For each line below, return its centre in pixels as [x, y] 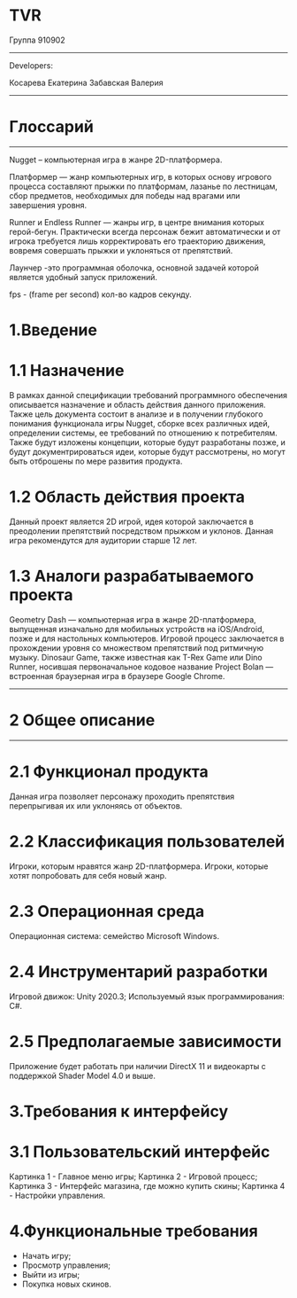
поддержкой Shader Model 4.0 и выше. [83, 1075]
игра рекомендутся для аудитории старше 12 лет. [103, 540]
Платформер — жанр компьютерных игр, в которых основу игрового [141, 176]
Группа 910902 [37, 40]
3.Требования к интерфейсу [118, 1111]
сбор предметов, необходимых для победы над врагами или [125, 195]
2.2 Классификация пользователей [147, 841]
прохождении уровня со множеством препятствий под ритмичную [136, 647]
